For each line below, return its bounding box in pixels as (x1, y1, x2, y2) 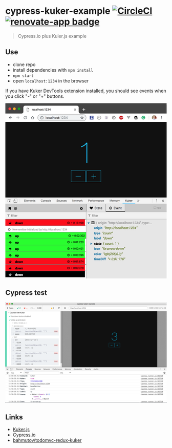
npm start (12, 73, 34, 78)
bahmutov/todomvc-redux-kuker (12, 437, 82, 443)
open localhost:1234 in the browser (12, 77, 89, 84)
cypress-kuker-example (5, 5, 111, 17)
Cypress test (5, 288, 48, 297)
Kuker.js (12, 426, 30, 433)
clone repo (12, 61, 36, 68)
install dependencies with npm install (12, 67, 94, 73)
